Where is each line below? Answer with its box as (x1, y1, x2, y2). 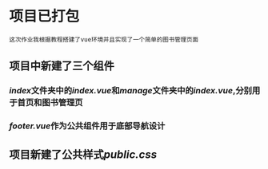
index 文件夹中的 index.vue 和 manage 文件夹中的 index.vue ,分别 (9, 85, 253, 96)
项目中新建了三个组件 (9, 59, 114, 73)
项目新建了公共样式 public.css (9, 147, 158, 161)
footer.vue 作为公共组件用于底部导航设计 (9, 120, 166, 132)
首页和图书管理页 (17, 97, 83, 108)
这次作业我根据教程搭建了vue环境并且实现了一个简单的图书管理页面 (9, 35, 199, 44)
